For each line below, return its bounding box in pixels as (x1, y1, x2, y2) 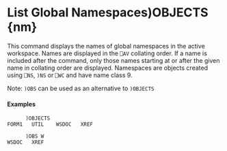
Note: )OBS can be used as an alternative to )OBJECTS (7, 84, 155, 92)
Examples (7, 100, 36, 108)
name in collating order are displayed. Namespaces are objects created (7, 64, 209, 72)
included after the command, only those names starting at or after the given (7, 56, 220, 64)
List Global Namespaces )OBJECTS (7, 5, 209, 20)
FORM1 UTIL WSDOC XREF (7, 121, 94, 128)
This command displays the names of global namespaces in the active (7, 42, 205, 50)
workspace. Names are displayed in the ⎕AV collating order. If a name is (7, 49, 207, 57)
